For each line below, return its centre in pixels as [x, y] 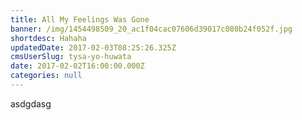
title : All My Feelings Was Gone [80, 19]
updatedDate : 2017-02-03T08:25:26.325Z [93, 47]
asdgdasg [31, 103]
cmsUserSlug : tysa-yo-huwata [71, 57]
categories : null [46, 76]
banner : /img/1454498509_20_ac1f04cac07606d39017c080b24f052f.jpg [151, 29]
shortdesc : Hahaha [48, 38]
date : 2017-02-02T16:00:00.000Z [77, 66]
